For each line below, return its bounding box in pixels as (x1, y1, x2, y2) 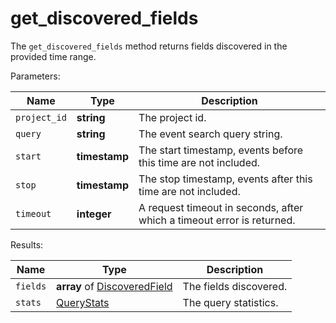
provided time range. (10, 50, 97, 62)
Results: (10, 238, 44, 251)
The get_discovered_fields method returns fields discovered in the (10, 40, 288, 52)
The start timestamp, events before (138, 143, 304, 157)
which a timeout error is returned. (138, 213, 296, 227)
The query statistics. (182, 295, 279, 309)
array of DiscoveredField (56, 279, 173, 293)
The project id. (138, 110, 207, 124)
